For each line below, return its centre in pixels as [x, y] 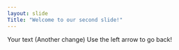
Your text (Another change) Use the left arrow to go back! [90, 39]
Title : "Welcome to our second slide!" [65, 20]
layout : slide [28, 13]
